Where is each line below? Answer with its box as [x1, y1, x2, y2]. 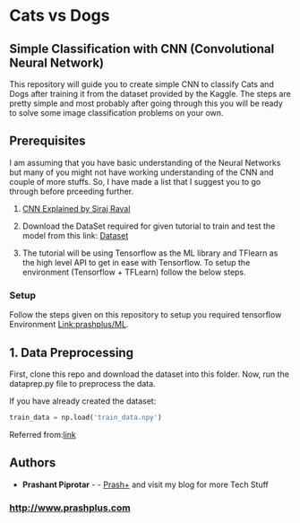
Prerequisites [9, 134, 86, 149]
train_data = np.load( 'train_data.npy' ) [9, 413, 163, 422]
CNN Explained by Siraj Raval [21, 203, 131, 214]
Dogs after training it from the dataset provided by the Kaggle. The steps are [9, 89, 291, 99]
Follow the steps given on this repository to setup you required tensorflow [9, 309, 282, 320]
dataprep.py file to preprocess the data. [9, 378, 156, 388]
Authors [9, 455, 56, 471]
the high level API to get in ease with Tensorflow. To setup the [21, 257, 251, 267]
